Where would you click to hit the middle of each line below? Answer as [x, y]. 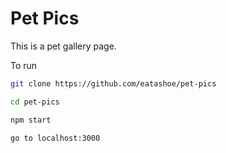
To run [24, 65]
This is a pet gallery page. [63, 46]
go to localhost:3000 [55, 138]
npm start [31, 120]
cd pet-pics [35, 102]
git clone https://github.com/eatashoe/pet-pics [113, 83]
